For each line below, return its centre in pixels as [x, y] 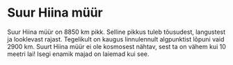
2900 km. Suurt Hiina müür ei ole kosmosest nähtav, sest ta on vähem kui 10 [116, 46]
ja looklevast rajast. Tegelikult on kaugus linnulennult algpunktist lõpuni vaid [116, 39]
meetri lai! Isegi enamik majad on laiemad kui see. [78, 54]
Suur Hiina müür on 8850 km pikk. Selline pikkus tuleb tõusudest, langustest [116, 32]
